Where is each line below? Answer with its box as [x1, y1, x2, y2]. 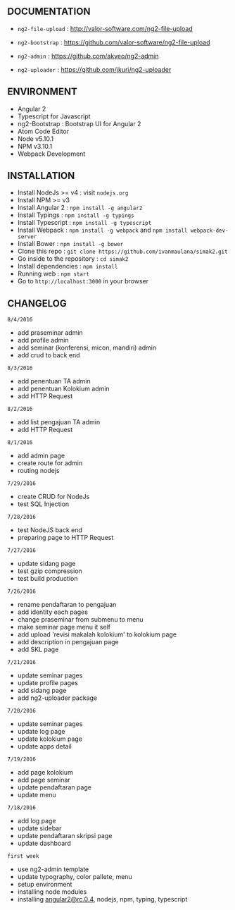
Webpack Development [17, 149, 86, 158]
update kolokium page [17, 734, 83, 743]
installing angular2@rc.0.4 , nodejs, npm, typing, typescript [17, 895, 188, 904]
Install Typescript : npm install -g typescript [17, 219, 152, 227]
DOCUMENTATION [7, 6, 91, 18]
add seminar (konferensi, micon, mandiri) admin [17, 343, 157, 352]
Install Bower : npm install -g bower [17, 240, 124, 248]
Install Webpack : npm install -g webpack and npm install [17, 226, 188, 235]
